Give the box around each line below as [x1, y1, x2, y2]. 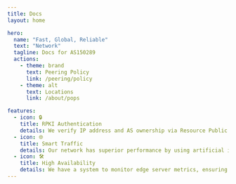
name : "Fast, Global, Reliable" [13, 36, 109, 43]
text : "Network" [13, 43, 61, 50]
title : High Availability [20, 159, 96, 167]
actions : [13, 55, 39, 63]
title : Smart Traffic [20, 140, 83, 147]
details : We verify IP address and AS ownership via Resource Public [20, 127, 228, 134]
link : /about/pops [25, 95, 80, 102]
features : [7, 107, 37, 114]
